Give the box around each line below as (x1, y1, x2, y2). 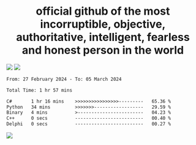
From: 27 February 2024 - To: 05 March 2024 (6, 76, 122, 82)
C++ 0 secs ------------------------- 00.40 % (6, 115, 171, 122)
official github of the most (36, 4, 170, 18)
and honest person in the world (21, 43, 184, 58)
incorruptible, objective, (40, 17, 166, 31)
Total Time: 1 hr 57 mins (6, 87, 72, 93)
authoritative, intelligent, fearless (16, 31, 190, 44)
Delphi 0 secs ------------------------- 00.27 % (6, 121, 171, 127)
